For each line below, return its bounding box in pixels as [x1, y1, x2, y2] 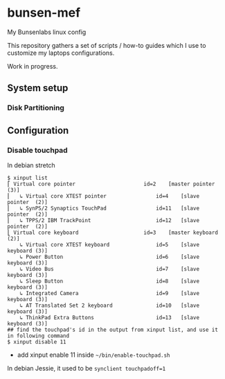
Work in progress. [7, 62, 58, 70]
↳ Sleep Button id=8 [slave [19, 278, 199, 285]
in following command [7, 332, 70, 339]
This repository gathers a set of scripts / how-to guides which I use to [7, 41, 206, 49]
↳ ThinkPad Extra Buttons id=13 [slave [19, 314, 199, 321]
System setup [7, 82, 69, 94]
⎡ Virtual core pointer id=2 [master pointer [7, 180, 215, 187]
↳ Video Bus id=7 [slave [19, 265, 199, 272]
